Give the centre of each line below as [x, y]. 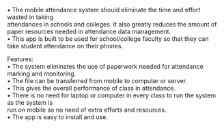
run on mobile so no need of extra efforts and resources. [87, 110]
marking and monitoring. [42, 74]
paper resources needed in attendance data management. [89, 31]
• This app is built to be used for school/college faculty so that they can [108, 39]
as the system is [30, 102]
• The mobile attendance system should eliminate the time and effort [104, 10]
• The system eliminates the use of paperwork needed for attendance [105, 66]
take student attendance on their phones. [65, 46]
